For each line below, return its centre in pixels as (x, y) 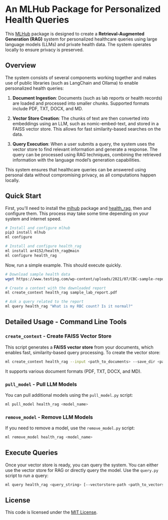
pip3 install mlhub (25, 232)
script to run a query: (27, 475)
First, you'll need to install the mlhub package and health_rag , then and (78, 208)
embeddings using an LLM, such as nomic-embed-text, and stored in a (85, 123)
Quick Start (23, 196)
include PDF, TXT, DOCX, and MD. (48, 108)
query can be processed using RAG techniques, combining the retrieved (87, 154)
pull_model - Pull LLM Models (41, 384)
